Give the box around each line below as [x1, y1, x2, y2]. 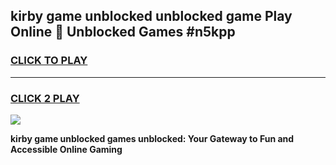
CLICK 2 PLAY [10, 91, 80, 105]
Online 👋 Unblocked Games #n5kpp [10, 24, 236, 41]
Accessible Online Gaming [10, 143, 123, 155]
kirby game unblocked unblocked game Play [10, 8, 293, 25]
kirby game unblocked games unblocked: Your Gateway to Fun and [10, 132, 295, 144]
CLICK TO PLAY [10, 54, 88, 68]
